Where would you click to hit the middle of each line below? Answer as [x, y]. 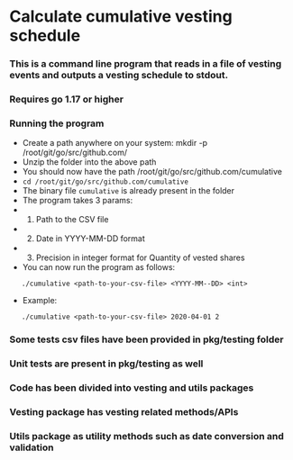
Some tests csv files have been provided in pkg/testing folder [146, 339]
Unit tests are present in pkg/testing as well [106, 364]
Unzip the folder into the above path [89, 162]
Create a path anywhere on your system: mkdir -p [115, 143]
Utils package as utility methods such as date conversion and [146, 436]
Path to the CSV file [72, 220]
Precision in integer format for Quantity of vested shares [140, 257]
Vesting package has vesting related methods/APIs [124, 412]
